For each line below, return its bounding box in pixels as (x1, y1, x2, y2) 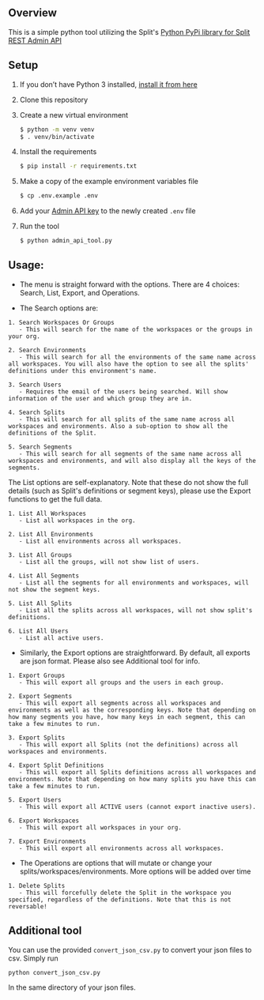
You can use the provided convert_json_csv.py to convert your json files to (8, 945, 252, 954)
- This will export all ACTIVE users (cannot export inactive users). (18, 803, 257, 810)
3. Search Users (8, 381, 62, 389)
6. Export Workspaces (8, 817, 80, 825)
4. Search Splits (8, 408, 66, 416)
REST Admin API (8, 36, 62, 45)
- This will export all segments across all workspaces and (18, 699, 221, 707)
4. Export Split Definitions (8, 761, 104, 769)
